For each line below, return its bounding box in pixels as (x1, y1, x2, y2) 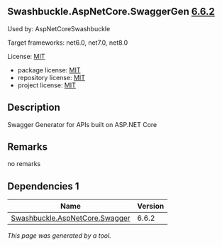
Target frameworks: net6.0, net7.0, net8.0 (7, 38, 128, 47)
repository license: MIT (17, 73, 86, 82)
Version (137, 202, 165, 212)
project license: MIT (17, 81, 77, 89)
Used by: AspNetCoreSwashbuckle (7, 24, 111, 33)
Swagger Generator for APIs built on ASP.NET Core (7, 120, 157, 128)
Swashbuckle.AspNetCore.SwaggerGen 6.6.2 (7, 6, 215, 18)
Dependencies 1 (7, 180, 79, 192)
